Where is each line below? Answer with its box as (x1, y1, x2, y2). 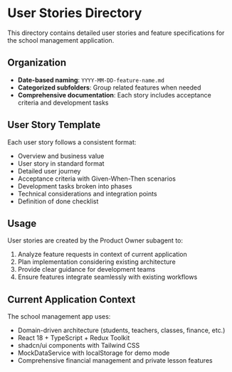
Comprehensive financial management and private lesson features (17, 356, 213, 365)
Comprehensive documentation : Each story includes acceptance (17, 90, 211, 99)
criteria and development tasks (17, 98, 109, 107)
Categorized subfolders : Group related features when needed (17, 83, 201, 92)
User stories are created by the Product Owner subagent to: (7, 236, 184, 245)
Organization (7, 57, 66, 69)
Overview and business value (17, 152, 105, 160)
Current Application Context (7, 293, 136, 305)
